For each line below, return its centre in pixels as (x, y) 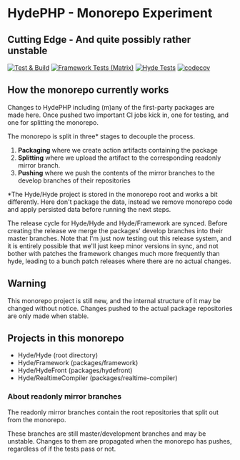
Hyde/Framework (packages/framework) (78, 363)
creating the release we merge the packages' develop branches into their (115, 230)
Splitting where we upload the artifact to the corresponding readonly (119, 158)
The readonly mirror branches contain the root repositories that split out (113, 412)
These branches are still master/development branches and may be (107, 434)
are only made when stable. (48, 316)
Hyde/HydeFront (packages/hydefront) (75, 370)
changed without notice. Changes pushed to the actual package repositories (120, 308)
